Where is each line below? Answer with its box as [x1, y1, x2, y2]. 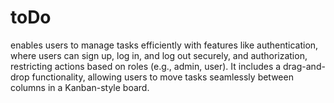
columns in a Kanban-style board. [10, 81, 150, 93]
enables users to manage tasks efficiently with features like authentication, [10, 39, 319, 51]
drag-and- [283, 60, 326, 72]
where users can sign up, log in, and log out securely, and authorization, [10, 49, 308, 61]
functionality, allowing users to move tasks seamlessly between [31, 71, 294, 83]
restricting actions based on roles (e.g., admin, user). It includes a [10, 60, 282, 72]
